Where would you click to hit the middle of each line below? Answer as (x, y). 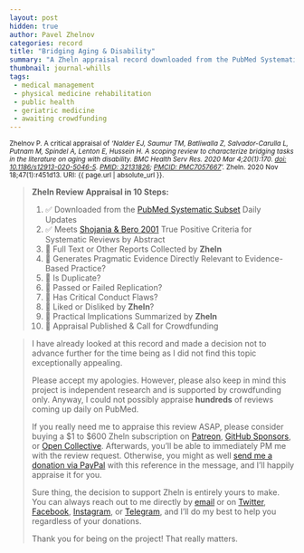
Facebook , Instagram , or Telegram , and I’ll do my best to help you (154, 511)
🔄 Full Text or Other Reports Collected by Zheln (133, 249)
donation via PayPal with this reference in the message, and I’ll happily (163, 465)
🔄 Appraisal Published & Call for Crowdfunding (132, 326)
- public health (44, 102)
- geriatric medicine (54, 110)
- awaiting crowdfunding (60, 119)
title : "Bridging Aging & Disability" (82, 52)
